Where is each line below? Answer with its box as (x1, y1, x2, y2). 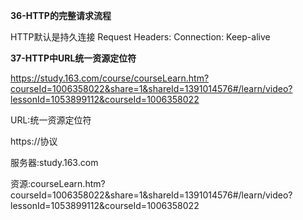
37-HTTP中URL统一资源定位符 (10, 52, 137, 64)
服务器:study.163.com (10, 157, 99, 168)
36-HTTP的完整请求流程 (10, 10, 112, 21)
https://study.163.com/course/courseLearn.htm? (10, 72, 210, 84)
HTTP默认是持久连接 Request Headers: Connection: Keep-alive (10, 31, 271, 43)
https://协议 (10, 135, 58, 147)
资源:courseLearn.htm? (10, 178, 106, 189)
